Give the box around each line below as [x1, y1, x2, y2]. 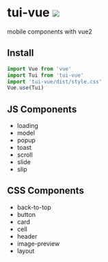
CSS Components [7, 185, 84, 196]
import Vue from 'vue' [7, 65, 72, 73]
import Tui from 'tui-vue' [7, 72, 84, 79]
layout [16, 246, 35, 254]
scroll [16, 150, 33, 159]
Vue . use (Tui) [7, 84, 44, 92]
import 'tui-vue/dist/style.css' [7, 78, 103, 85]
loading [16, 122, 39, 130]
